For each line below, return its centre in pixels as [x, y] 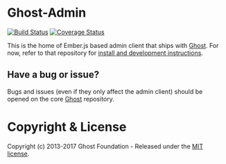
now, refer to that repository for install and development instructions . [105, 53]
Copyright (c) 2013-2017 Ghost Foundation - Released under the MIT [105, 146]
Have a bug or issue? [53, 75]
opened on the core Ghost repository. [61, 99]
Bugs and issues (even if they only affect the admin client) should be [105, 91]
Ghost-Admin [47, 13]
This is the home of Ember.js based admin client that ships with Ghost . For [113, 45]
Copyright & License [67, 127]
